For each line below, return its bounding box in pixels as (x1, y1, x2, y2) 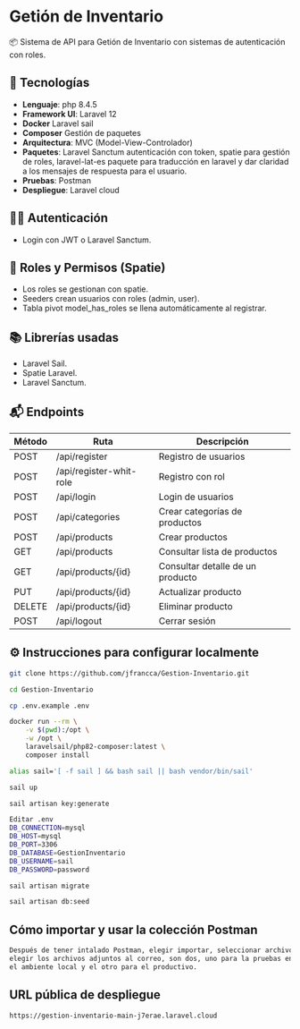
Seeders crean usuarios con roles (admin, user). (21, 293, 200, 304)
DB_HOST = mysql (9, 832, 62, 841)
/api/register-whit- (55, 465, 137, 477)
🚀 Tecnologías (9, 75, 90, 90)
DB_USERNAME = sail (9, 856, 74, 865)
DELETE (13, 600, 47, 612)
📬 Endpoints (9, 404, 85, 420)
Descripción (196, 436, 249, 447)
